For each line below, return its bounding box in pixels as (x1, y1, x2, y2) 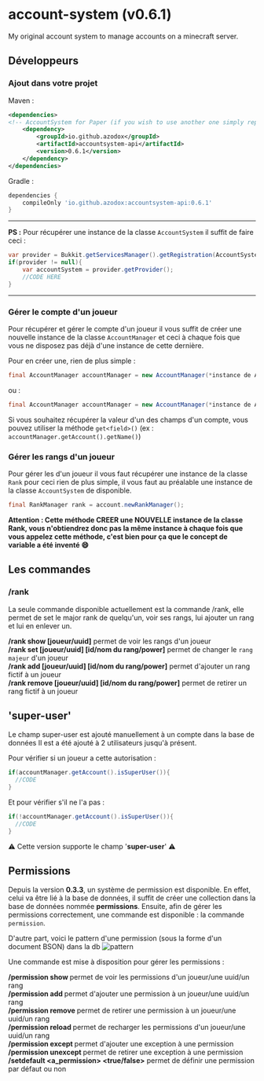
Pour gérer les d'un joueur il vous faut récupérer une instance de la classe (8, 469, 247, 478)
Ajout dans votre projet (8, 78, 98, 89)
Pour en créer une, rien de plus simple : (8, 356, 136, 365)
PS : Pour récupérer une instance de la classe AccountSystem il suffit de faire (8, 228, 254, 237)
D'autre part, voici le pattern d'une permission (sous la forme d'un (8, 933, 222, 944)
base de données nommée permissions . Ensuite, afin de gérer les (8, 902, 222, 911)
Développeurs (8, 54, 79, 68)
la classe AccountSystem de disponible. (8, 486, 132, 495)
